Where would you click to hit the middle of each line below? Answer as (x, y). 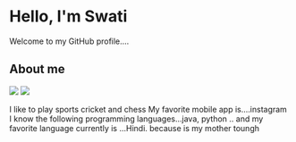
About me (37, 69)
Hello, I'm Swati (68, 17)
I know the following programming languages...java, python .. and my (136, 119)
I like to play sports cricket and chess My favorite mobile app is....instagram (148, 109)
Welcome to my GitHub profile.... (69, 41)
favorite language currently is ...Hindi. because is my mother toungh (135, 128)
